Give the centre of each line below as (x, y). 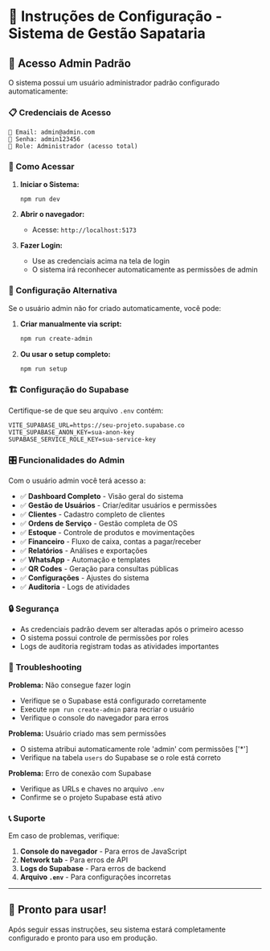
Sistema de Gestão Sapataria (107, 33)
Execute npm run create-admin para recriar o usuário (107, 709)
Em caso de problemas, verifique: (64, 836)
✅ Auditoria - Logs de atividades (75, 587)
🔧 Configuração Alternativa (63, 291)
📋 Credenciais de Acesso (59, 112)
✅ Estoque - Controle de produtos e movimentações (107, 533)
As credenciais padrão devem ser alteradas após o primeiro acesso (131, 629)
